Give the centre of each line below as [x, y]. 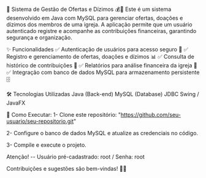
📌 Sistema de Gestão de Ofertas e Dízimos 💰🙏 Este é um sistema [89, 9]
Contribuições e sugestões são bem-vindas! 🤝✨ [67, 169]
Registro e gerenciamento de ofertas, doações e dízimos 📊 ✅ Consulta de [100, 57]
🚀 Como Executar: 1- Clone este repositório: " [64, 115]
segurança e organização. [39, 37]
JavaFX [16, 103]
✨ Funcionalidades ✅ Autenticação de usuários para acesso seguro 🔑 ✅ [97, 49]
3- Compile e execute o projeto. [47, 145]
